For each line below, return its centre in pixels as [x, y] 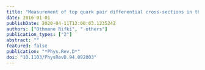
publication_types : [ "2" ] [39, 35]
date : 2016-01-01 [28, 18]
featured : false [27, 46]
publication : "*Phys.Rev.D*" [43, 52]
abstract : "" [23, 40]
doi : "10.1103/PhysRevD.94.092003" [52, 57]
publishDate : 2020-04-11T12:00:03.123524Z [61, 23]
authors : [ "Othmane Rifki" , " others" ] [57, 29]
